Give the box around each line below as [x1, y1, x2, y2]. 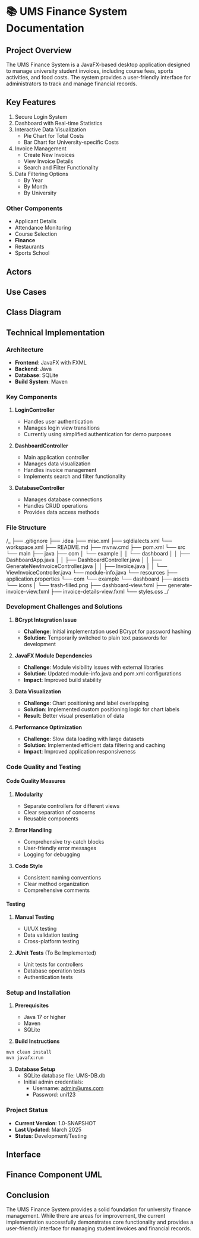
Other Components [6, 204, 63, 212]
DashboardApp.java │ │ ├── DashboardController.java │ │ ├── [6, 556, 162, 563]
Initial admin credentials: [23, 1078, 84, 1086]
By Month [23, 183, 48, 190]
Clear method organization [23, 880, 89, 887]
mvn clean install [6, 1049, 52, 1055]
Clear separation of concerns [23, 808, 96, 816]
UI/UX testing [23, 925, 57, 933]
